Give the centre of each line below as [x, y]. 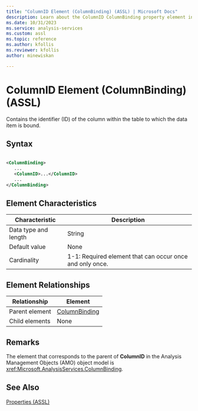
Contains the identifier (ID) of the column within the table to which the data [97, 119]
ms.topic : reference [32, 39]
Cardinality [24, 260]
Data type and [29, 230]
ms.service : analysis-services [44, 28]
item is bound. [24, 125]
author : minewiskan [30, 56]
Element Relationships [48, 285]
